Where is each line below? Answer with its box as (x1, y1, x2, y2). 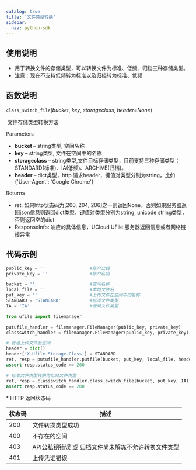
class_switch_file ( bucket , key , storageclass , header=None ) (6, 106, 153, 113)
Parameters (6, 130, 34, 137)
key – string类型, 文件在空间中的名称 (14, 150, 102, 157)
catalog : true (6, 8, 41, 15)
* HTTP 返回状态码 (6, 395, 51, 402)
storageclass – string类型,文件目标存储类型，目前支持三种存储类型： (14, 157, 180, 164)
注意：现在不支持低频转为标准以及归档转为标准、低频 (14, 72, 143, 79)
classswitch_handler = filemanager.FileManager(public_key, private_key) (6, 330, 190, 336)
